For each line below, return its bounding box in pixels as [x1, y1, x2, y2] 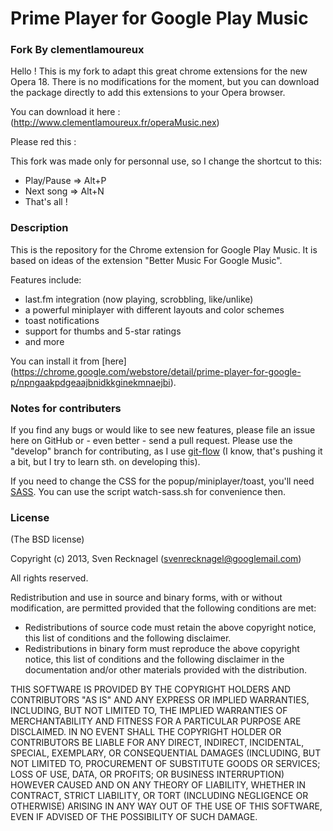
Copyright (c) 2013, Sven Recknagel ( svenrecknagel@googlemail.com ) [10, 553, 302, 565]
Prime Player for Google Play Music [10, 7, 309, 30]
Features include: [10, 273, 82, 286]
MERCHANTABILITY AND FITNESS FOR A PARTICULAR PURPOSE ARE [10, 715, 302, 727]
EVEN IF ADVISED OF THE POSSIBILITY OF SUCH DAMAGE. [10, 811, 258, 823]
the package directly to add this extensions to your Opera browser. [10, 87, 286, 99]
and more [24, 335, 65, 347]
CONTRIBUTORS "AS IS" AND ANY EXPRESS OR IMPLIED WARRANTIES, [10, 694, 310, 706]
